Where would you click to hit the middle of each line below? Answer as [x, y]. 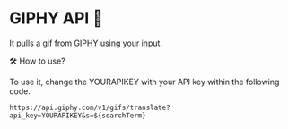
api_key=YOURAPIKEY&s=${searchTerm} [78, 116]
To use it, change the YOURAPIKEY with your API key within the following [144, 82]
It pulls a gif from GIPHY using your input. [86, 43]
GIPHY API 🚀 [56, 18]
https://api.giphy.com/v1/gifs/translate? [90, 107]
